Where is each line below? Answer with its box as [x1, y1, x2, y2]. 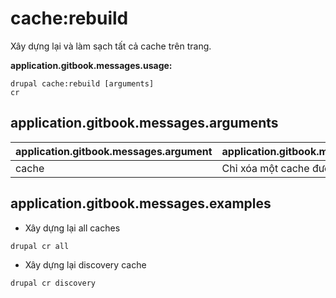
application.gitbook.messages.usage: [10, 59, 173, 71]
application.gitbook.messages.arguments [10, 115, 279, 132]
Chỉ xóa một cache [221, 161, 310, 175]
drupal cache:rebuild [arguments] [10, 78, 155, 89]
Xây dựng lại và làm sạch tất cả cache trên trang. [10, 40, 212, 52]
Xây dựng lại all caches [24, 222, 121, 234]
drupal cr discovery [10, 278, 97, 288]
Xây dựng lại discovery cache [24, 258, 147, 271]
